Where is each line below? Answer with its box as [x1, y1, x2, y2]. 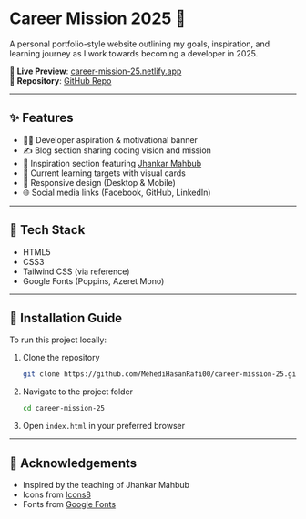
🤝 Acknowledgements [9, 455, 138, 471]
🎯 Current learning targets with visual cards [22, 168, 187, 178]
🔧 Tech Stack [9, 222, 86, 238]
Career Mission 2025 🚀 [9, 8, 187, 29]
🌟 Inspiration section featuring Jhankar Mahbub [22, 158, 202, 168]
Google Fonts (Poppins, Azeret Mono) [22, 275, 165, 286]
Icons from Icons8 [22, 489, 91, 500]
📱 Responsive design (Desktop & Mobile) [22, 177, 176, 188]
